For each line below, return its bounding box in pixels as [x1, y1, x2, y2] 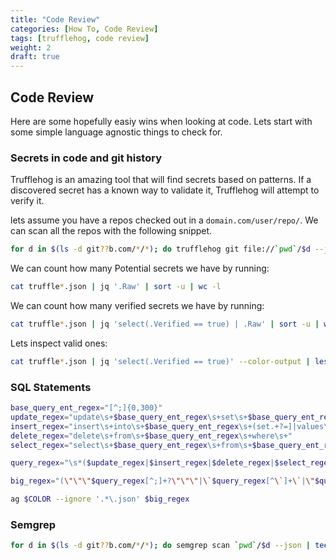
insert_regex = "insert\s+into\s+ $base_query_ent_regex [10, 421, 240, 431]
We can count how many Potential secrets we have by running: [10, 262, 270, 275]
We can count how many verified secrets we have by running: [10, 299, 265, 311]
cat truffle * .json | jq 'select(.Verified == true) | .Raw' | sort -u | [10, 319, 320, 329]
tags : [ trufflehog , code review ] [10, 33, 150, 43]
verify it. [10, 195, 45, 207]
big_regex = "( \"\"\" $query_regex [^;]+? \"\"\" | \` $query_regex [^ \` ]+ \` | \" [10, 476, 315, 486]
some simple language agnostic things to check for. [10, 126, 223, 138]
